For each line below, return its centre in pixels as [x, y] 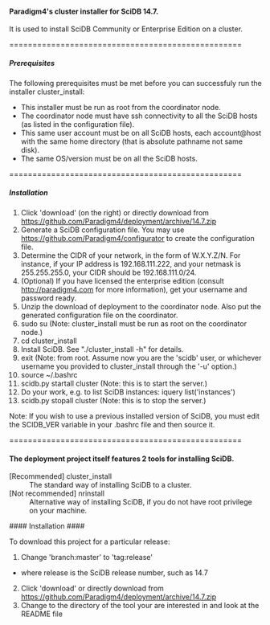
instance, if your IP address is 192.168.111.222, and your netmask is [131, 264]
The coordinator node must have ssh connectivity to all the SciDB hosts [139, 116]
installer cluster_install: [47, 92]
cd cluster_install [49, 341]
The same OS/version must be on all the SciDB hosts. [109, 159]
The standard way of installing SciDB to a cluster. [110, 485]
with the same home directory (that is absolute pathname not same [132, 141]
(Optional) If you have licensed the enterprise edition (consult [122, 281]
